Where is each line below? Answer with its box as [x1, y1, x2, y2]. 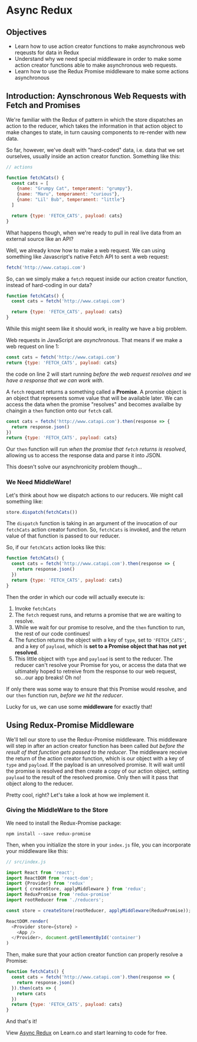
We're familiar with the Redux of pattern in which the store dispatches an [6, 116, 183, 123]
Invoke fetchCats [14, 605, 57, 612]
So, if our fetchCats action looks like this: [6, 544, 106, 551]
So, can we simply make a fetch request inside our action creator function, [6, 275, 188, 282]
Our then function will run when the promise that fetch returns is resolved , [6, 445, 187, 452]
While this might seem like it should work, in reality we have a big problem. [6, 325, 188, 333]
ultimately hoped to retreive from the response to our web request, [14, 667, 177, 675]
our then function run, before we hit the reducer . [6, 692, 124, 699]
